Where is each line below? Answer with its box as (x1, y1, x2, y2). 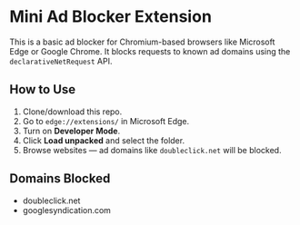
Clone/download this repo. (22, 106, 123, 117)
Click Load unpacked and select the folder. (22, 134, 185, 146)
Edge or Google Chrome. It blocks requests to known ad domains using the (9, 45, 291, 56)
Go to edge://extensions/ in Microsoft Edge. (22, 115, 189, 126)
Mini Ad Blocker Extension (9, 6, 212, 27)
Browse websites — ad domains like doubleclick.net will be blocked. (22, 144, 282, 155)
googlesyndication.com (22, 204, 112, 215)
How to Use (9, 82, 76, 97)
